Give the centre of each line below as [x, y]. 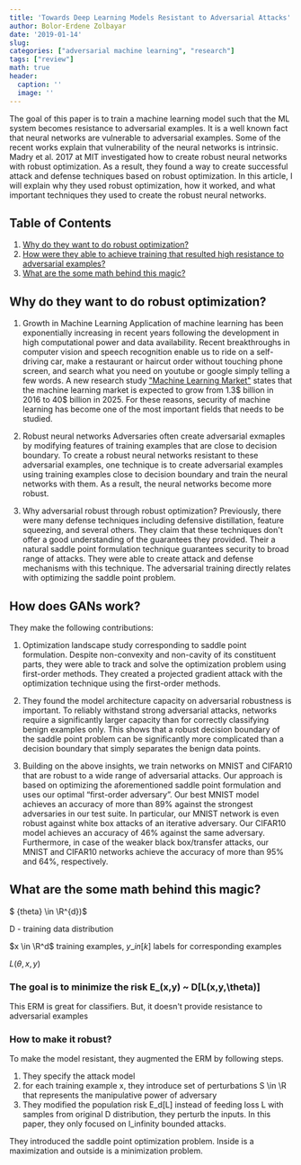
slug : [19, 43]
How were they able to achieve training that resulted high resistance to [153, 254]
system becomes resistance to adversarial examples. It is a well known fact [149, 128]
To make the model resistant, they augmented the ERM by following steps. [147, 1059]
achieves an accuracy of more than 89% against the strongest [137, 804]
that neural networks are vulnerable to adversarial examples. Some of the [145, 138]
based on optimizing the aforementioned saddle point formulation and [151, 785]
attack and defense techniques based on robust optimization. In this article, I [151, 175]
